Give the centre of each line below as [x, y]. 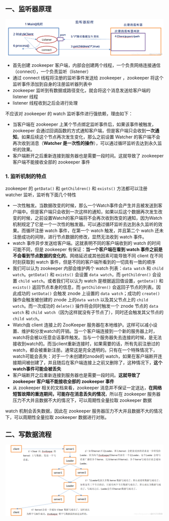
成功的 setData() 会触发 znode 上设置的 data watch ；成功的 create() [88, 293]
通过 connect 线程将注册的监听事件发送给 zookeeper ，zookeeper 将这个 [88, 78]
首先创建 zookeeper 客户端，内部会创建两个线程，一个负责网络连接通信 [87, 65]
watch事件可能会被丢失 [37, 369]
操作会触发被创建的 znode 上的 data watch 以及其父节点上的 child [80, 299]
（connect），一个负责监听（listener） [52, 71]
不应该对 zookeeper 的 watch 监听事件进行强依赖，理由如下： [69, 114]
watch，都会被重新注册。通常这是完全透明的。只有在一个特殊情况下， [85, 350]
